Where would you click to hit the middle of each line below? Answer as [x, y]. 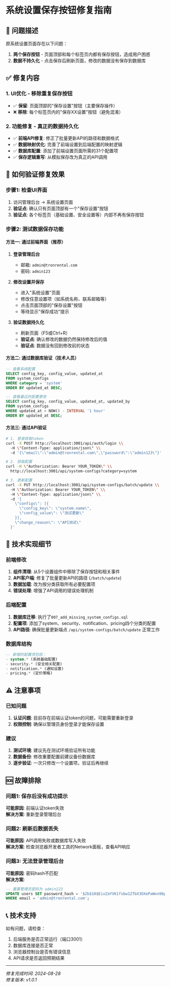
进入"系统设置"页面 [40, 293]
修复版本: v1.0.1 [21, 980]
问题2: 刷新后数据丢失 [32, 829]
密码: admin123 [35, 271]
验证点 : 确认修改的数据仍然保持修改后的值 [64, 339]
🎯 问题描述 [22, 31]
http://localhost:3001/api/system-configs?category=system [74, 471]
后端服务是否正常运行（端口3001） [49, 939]
